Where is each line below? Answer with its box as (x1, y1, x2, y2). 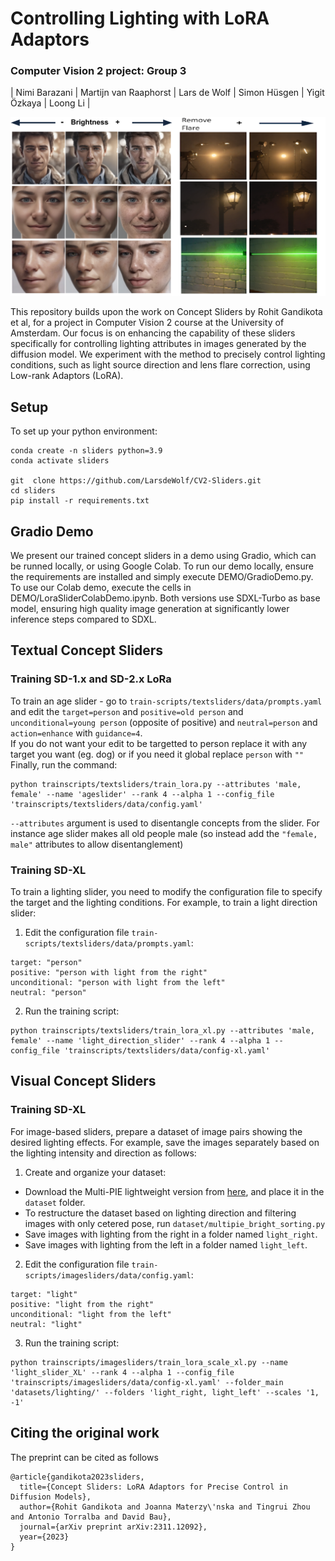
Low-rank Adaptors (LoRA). (10, 370, 124, 382)
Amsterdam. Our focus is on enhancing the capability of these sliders (10, 327, 296, 339)
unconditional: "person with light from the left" (10, 978, 226, 988)
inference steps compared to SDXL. (10, 613, 157, 626)
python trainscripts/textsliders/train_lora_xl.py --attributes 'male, (10, 1026, 315, 1036)
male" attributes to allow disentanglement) (10, 838, 184, 850)
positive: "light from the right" (10, 1299, 155, 1309)
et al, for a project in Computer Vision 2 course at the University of (10, 317, 285, 329)
